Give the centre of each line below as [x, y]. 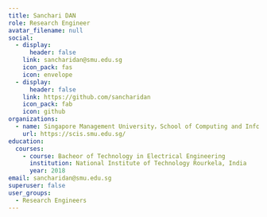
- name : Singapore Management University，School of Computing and [129, 126]
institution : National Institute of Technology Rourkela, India [138, 164]
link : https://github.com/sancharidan [87, 97]
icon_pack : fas [48, 68]
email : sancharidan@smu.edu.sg [60, 178]
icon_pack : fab [48, 104]
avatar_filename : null [46, 30]
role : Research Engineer [49, 23]
